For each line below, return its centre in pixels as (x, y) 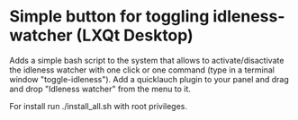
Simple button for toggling (109, 17)
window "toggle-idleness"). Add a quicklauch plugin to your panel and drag (149, 79)
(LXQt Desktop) (135, 35)
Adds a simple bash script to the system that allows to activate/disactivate (147, 60)
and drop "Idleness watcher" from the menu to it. (100, 89)
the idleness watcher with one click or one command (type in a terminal (142, 70)
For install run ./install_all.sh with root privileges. (98, 106)
